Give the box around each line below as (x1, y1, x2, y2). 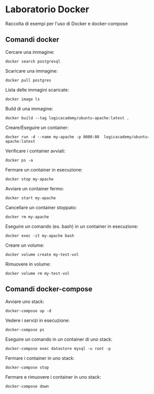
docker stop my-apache (5, 177, 54, 182)
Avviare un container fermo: (5, 185, 64, 191)
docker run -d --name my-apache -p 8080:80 (5, 134, 100, 139)
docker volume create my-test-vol (5, 252, 79, 257)
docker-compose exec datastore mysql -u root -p (5, 346, 111, 351)
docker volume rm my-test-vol (5, 271, 70, 276)
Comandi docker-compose (5, 285, 93, 294)
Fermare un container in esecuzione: (5, 166, 83, 172)
